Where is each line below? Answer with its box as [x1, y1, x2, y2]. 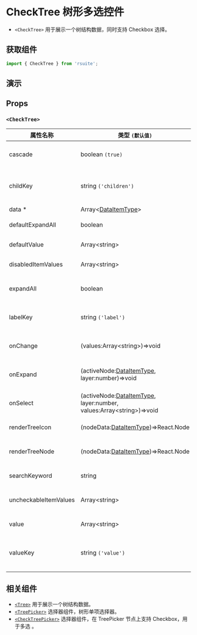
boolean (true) [80, 150, 123, 158]
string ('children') [80, 181, 134, 190]
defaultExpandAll [9, 221, 56, 229]
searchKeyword [9, 471, 53, 479]
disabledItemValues [9, 260, 63, 268]
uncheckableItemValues [9, 495, 75, 504]
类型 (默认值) [118, 131, 152, 139]
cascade [9, 150, 33, 158]
